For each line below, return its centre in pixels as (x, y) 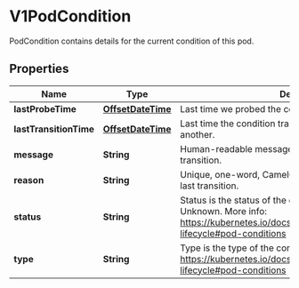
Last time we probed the (231, 108)
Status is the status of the (233, 200)
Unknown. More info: (224, 211)
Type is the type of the (227, 248)
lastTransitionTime (54, 129)
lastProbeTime (45, 108)
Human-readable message (237, 148)
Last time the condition (228, 124)
